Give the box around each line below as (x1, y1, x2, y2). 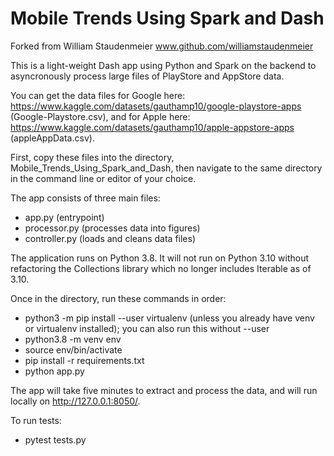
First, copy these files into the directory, (10, 151, 175, 163)
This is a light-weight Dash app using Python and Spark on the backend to (10, 59, 317, 71)
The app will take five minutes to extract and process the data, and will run (10, 384, 318, 396)
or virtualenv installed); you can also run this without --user (24, 322, 270, 334)
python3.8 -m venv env (24, 333, 122, 345)
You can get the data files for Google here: (10, 89, 186, 101)
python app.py (24, 365, 85, 377)
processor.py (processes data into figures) (24, 222, 201, 234)
